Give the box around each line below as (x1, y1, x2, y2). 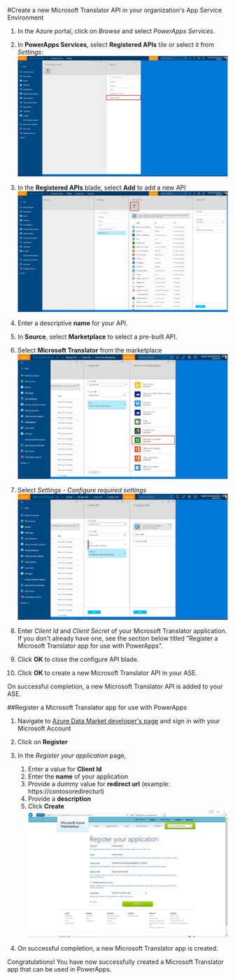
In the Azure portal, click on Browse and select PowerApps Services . (17, 27, 215, 35)
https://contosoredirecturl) (27, 787, 105, 795)
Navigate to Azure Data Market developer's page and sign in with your (17, 716, 220, 725)
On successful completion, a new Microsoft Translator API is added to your (7, 682, 223, 690)
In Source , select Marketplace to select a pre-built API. (17, 332, 178, 341)
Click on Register (17, 737, 68, 746)
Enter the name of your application (27, 772, 129, 781)
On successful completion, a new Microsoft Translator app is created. (17, 944, 218, 952)
